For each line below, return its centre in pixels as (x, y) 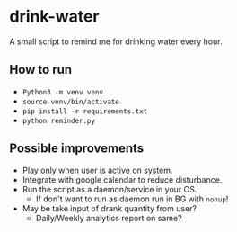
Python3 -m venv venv (62, 92)
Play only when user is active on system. (97, 170)
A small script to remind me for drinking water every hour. (116, 41)
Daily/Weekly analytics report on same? (109, 218)
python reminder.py (59, 120)
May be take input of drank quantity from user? (110, 208)
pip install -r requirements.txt (85, 111)
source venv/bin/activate (70, 102)
